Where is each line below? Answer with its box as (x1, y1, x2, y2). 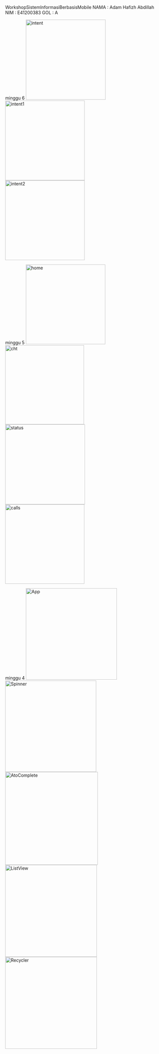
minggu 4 (5, 675, 25, 681)
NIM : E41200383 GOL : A (5, 10, 58, 16)
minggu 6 (5, 95, 25, 101)
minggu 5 (5, 340, 25, 346)
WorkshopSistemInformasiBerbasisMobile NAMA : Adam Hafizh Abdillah (5, 5, 154, 10)
